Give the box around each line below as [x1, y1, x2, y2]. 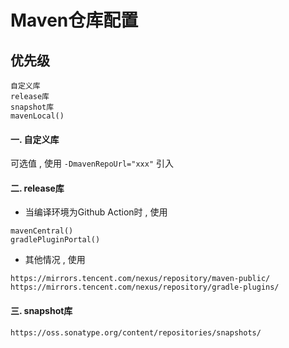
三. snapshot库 [10, 305, 73, 316]
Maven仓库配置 [10, 9, 139, 32]
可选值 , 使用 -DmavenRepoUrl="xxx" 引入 [10, 157, 174, 170]
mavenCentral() [10, 226, 74, 236]
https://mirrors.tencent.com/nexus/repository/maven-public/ [10, 274, 271, 284]
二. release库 [10, 182, 65, 194]
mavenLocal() [10, 111, 65, 121]
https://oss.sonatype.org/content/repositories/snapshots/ [10, 327, 262, 338]
